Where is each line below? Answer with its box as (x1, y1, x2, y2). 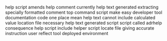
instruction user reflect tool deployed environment (5, 31, 108, 36)
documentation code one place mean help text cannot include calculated (5, 15, 156, 20)
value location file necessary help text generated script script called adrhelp (5, 20, 162, 26)
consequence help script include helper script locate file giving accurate (5, 25, 154, 31)
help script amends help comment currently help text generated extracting (5, 4, 159, 10)
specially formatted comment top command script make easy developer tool (5, 9, 162, 15)
